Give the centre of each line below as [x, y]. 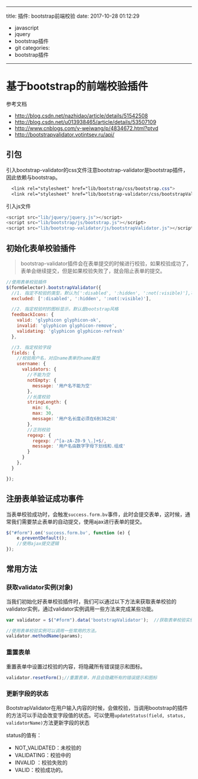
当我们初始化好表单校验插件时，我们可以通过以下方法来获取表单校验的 [91, 601]
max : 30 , [43, 413]
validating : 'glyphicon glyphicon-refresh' [71, 331]
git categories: [32, 48]
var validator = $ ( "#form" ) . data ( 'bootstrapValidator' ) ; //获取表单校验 [96, 620]
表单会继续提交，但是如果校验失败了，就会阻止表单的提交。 [93, 271]
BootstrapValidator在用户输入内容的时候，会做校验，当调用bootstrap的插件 [97, 707]
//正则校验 [39, 430]
